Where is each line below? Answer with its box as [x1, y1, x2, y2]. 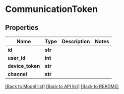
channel [7, 71, 27, 78]
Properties [5, 23, 39, 32]
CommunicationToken [5, 3, 98, 15]
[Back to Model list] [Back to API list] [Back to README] [5, 84, 119, 89]
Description [62, 38, 90, 45]
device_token [7, 63, 40, 69]
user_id [7, 55, 26, 61]
